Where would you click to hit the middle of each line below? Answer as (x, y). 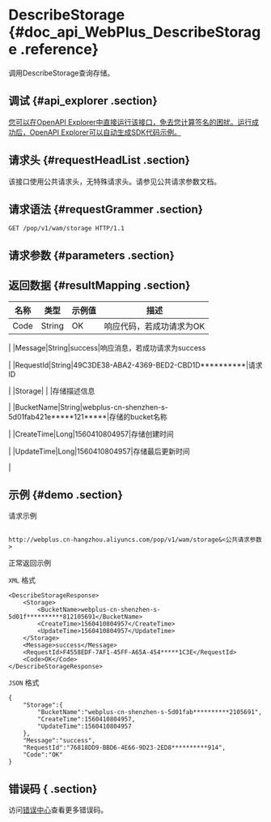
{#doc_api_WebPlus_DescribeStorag (135, 32)
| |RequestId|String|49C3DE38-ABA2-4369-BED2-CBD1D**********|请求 (135, 365)
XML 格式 (22, 580)
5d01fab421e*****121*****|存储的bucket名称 (88, 416)
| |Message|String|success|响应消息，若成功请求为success (107, 347)
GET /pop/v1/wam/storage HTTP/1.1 (67, 229)
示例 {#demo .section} (66, 495)
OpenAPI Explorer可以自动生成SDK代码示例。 (106, 132)
